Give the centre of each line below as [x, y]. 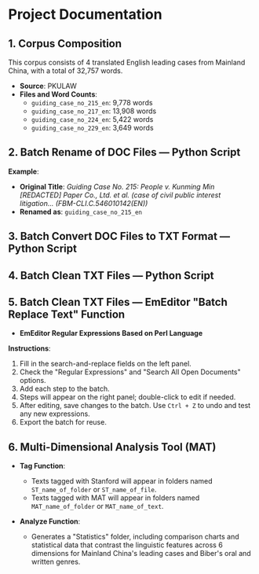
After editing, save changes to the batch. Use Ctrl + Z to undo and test [135, 406]
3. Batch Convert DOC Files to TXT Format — [119, 236]
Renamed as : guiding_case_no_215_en [81, 212]
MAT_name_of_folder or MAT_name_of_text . [97, 506]
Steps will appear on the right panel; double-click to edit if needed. [128, 397]
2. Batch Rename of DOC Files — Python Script [124, 152]
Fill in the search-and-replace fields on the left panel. [106, 364]
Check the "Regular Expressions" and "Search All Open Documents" [130, 372]
